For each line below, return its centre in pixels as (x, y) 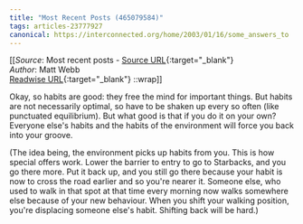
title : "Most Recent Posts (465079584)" (87, 18)
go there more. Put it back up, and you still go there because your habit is (146, 172)
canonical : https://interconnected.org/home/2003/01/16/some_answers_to (149, 34)
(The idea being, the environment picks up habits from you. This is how (142, 153)
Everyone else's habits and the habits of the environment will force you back (151, 126)
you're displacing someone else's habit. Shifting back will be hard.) (134, 210)
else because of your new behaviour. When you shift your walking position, (149, 201)
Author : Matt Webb (45, 70)
